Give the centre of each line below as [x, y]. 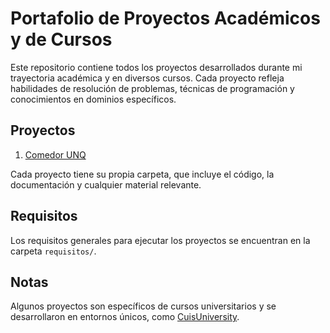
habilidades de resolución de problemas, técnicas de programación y [152, 88]
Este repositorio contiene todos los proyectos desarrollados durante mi [156, 67]
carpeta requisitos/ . [53, 251]
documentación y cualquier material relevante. [106, 184]
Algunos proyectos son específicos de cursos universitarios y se [143, 306]
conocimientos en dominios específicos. [93, 99]
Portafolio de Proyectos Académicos [165, 18]
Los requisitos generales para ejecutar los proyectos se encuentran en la [160, 240]
